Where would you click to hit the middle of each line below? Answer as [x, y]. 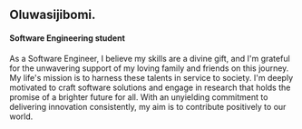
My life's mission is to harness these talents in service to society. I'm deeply [151, 77]
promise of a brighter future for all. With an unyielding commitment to [139, 97]
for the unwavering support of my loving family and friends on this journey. [149, 68]
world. [21, 116]
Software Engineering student [67, 38]
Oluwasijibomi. [53, 15]
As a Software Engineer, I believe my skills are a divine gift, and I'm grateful [150, 58]
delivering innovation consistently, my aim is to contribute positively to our [148, 106]
